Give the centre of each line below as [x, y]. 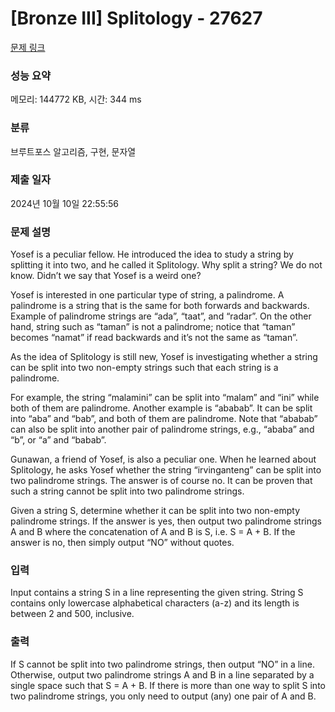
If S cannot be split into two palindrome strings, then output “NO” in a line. [162, 664]
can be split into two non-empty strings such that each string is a [144, 368]
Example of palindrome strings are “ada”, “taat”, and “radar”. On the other [161, 316]
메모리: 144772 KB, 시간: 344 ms [76, 99]
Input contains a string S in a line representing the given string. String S [157, 593]
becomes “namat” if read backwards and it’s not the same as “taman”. [154, 338]
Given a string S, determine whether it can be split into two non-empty [155, 511]
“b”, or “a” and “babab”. [58, 440]
